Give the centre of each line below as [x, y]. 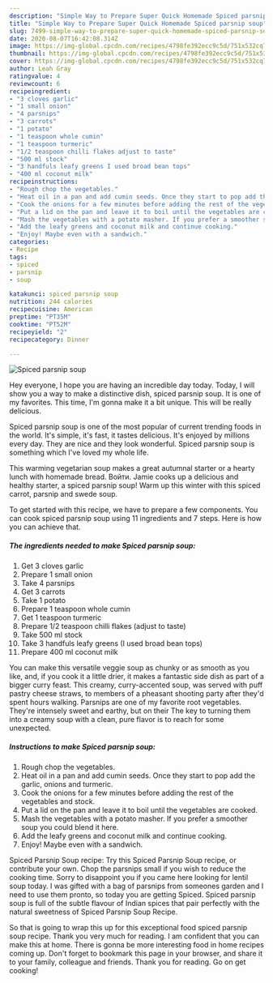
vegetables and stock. [58, 801]
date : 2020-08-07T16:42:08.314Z [64, 38]
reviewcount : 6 [35, 83]
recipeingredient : [40, 91]
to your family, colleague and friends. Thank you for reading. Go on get [128, 962]
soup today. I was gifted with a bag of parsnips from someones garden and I [136, 886]
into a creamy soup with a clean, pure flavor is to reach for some [117, 720]
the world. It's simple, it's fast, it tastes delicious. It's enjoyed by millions [130, 435]
